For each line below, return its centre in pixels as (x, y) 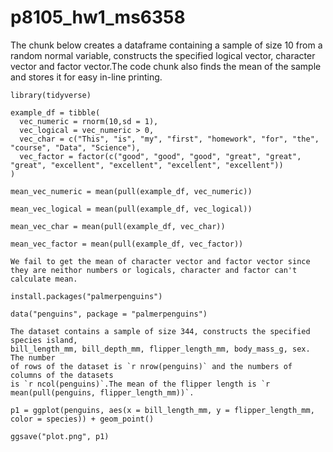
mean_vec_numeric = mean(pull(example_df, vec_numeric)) (131, 191)
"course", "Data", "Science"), (75, 147)
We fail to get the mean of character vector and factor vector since (160, 261)
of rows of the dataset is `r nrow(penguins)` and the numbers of (151, 366)
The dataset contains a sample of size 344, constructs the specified (160, 331)
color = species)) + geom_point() (82, 419)
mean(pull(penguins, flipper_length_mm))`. (102, 392)
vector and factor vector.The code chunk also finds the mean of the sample (166, 66)
